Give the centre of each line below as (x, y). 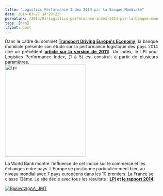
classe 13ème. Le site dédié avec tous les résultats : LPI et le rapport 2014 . (80, 179)
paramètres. (17, 62)
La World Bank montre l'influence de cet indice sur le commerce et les (75, 163)
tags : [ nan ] (17, 23)
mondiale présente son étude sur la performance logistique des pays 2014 (81, 47)
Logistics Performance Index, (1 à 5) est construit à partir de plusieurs (81, 57)
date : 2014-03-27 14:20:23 (32, 14)
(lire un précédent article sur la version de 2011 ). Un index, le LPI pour (81, 52)
